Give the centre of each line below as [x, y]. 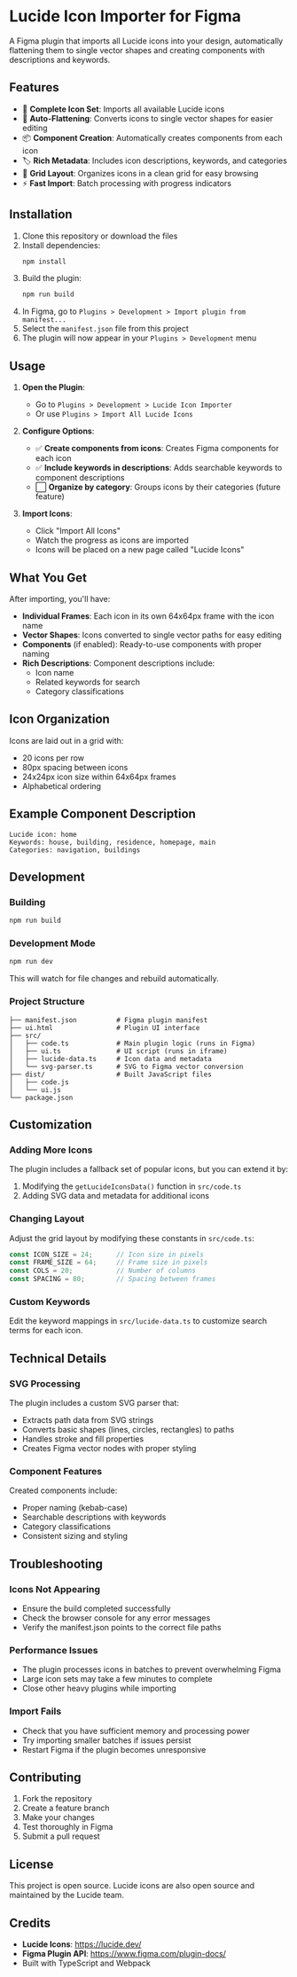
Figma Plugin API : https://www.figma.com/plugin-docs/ [124, 1954]
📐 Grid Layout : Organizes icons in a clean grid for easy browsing [140, 173]
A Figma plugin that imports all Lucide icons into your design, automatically [146, 41]
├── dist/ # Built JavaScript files [111, 1074]
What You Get [48, 578]
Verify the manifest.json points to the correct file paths [121, 1628]
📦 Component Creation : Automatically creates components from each [152, 137]
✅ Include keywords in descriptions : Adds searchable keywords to [159, 468]
